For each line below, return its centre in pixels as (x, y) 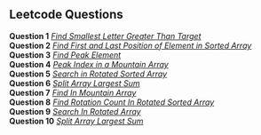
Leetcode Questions (67, 15)
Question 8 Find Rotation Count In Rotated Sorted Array (112, 102)
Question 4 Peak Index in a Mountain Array (89, 64)
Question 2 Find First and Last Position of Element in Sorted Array (130, 45)
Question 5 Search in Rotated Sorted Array (88, 74)
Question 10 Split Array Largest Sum (76, 121)
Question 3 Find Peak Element (65, 55)
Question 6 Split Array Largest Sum (75, 83)
